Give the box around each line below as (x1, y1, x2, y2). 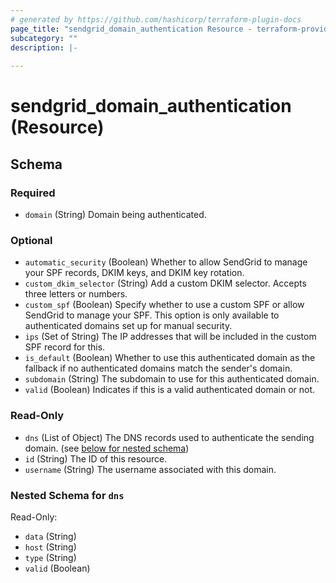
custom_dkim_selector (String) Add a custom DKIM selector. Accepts (24, 277, 307, 290)
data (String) (24, 530, 77, 542)
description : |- (10, 42, 78, 53)
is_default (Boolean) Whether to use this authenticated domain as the (24, 352, 316, 364)
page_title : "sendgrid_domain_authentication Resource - (10, 24, 253, 34)
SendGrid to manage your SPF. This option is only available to (24, 309, 280, 321)
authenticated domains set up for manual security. (24, 320, 233, 332)
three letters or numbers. (24, 288, 128, 300)
